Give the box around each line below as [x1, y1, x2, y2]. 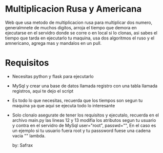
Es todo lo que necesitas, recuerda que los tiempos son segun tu [12, 97, 143, 103]
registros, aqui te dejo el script [12, 88, 74, 94]
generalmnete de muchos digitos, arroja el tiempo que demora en [5, 24, 137, 30]
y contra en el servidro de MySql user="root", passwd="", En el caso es [12, 122, 156, 128]
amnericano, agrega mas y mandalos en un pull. [5, 40, 102, 46]
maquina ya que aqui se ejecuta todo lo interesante [12, 102, 115, 108]
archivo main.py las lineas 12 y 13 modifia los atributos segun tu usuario [12, 117, 156, 123]
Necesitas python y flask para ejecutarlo [12, 73, 94, 79]
